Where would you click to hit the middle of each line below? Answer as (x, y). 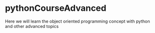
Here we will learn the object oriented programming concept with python (77, 21)
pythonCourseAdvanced (56, 8)
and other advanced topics (32, 26)
